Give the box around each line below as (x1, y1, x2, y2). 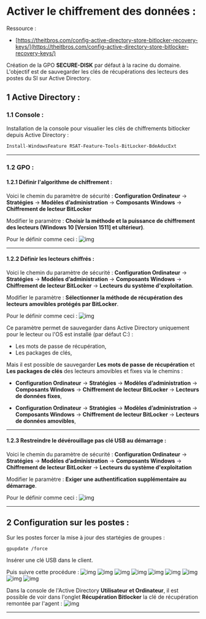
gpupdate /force (6, 545, 48, 552)
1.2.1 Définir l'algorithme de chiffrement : (6, 179, 112, 186)
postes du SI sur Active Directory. (6, 74, 91, 82)
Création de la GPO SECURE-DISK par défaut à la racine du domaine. (6, 61, 181, 69)
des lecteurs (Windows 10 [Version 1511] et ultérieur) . (6, 223, 145, 231)
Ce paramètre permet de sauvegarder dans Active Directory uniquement (6, 324, 190, 331)
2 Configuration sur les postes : (6, 517, 129, 528)
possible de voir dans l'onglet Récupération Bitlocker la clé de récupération (6, 593, 198, 601)
